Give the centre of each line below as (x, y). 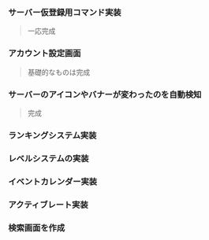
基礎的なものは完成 (59, 72)
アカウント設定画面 (45, 54)
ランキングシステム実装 (52, 135)
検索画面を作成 (37, 227)
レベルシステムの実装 (49, 158)
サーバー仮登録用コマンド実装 (65, 12)
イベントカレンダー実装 (52, 181)
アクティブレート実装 (48, 205)
